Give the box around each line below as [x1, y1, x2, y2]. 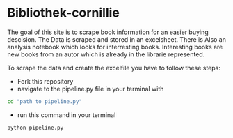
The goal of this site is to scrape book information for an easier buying [7, 28, 209, 36]
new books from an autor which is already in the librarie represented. [7, 50, 205, 59]
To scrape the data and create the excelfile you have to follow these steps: [7, 63, 221, 72]
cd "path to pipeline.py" [7, 98, 82, 105]
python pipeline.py [7, 124, 64, 131]
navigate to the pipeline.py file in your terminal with [17, 84, 164, 93]
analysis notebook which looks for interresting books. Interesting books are [7, 43, 223, 51]
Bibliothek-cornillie [7, 5, 120, 21]
